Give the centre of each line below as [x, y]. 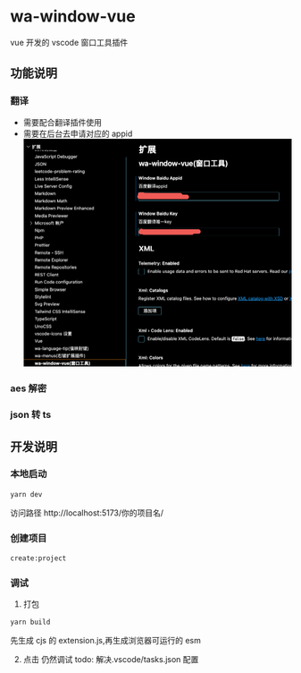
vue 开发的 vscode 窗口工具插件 [69, 42]
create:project [38, 558]
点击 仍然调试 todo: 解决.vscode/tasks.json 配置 [111, 660]
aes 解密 [29, 388]
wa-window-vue [73, 17]
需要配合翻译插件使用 [62, 122]
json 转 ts [31, 415]
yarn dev [26, 494]
